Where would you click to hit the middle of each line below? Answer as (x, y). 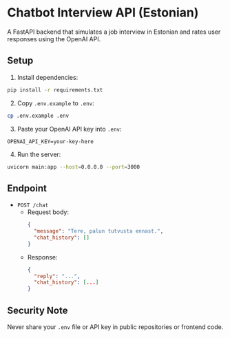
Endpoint (27, 188)
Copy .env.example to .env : (55, 103)
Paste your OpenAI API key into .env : (69, 129)
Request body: (48, 212)
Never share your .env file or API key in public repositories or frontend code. (115, 327)
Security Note (38, 310)
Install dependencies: (48, 77)
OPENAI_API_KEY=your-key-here (51, 141)
